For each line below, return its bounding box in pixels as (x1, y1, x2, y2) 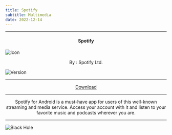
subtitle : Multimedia (5, 12, 52, 17)
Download (75, 84, 97, 90)
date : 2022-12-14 (5, 17, 42, 22)
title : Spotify (5, 7, 38, 13)
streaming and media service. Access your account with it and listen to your (6, 104, 166, 110)
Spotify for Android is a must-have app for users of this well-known (15, 99, 157, 105)
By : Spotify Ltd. (69, 59, 103, 65)
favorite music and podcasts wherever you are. (36, 109, 136, 115)
